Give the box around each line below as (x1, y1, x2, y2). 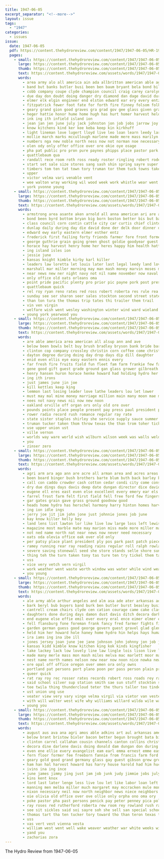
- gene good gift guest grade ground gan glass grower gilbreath (22, 366, 159, 371)
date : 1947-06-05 (9, 44, 45, 48)
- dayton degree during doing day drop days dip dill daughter (22, 353, 154, 358)
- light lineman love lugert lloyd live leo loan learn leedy (22, 130, 152, 135)
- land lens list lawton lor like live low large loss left (22, 521, 147, 526)
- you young (22, 571, 47, 576)
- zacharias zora (22, 835, 58, 840)
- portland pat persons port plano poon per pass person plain (22, 666, 154, 672)
